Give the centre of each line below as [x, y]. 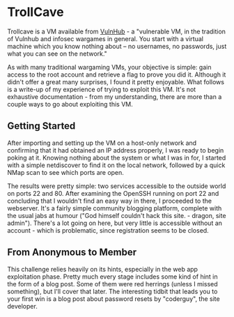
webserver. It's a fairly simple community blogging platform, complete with [115, 208]
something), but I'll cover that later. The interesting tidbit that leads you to [112, 291]
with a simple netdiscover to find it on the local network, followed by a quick [116, 165]
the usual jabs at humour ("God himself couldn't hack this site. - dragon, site [117, 215]
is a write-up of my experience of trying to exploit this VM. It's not [102, 89]
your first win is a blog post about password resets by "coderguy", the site [114, 299]
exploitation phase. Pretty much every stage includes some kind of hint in [112, 277]
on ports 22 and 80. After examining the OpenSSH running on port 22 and [113, 193]
